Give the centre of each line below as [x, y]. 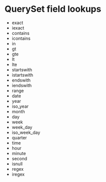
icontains [21, 38]
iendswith [22, 85]
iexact [18, 28]
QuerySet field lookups [53, 9]
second [19, 158]
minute [19, 153]
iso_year [20, 106]
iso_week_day [26, 132]
